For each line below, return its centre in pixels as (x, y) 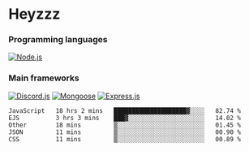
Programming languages (58, 40)
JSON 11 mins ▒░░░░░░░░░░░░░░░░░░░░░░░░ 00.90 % (125, 132)
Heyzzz (34, 14)
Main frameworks (44, 78)
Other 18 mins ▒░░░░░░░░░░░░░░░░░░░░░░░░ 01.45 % (125, 125)
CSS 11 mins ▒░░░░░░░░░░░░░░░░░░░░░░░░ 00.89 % (125, 139)
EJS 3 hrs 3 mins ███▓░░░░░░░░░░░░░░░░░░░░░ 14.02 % (125, 118)
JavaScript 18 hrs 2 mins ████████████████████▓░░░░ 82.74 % (125, 110)
